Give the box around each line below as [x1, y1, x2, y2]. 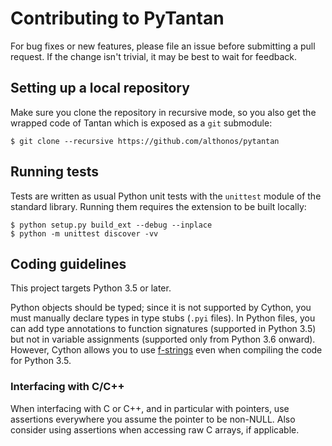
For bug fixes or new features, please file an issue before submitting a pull [10, 40, 316, 52]
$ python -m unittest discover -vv [10, 228, 159, 239]
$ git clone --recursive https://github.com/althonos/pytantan [10, 136, 280, 146]
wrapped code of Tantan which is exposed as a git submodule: [10, 117, 273, 129]
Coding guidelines [10, 255, 127, 272]
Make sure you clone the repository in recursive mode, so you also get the [10, 106, 317, 118]
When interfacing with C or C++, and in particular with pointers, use [10, 402, 290, 414]
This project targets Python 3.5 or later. [10, 282, 172, 294]
